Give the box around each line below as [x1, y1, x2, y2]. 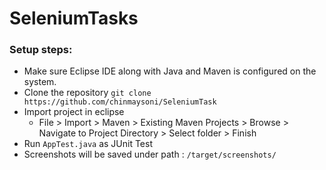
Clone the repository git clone [23, 87, 152, 99]
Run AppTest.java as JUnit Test [23, 138, 153, 150]
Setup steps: [9, 43, 73, 57]
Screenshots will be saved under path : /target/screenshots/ [23, 148, 277, 161]
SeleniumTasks [9, 7, 139, 30]
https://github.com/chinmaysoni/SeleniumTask [23, 97, 217, 107]
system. [23, 76, 57, 88]
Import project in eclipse [23, 106, 125, 118]
